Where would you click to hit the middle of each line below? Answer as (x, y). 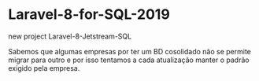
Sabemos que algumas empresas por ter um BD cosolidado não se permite (130, 51)
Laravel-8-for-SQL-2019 (89, 15)
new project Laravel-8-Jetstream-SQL (70, 36)
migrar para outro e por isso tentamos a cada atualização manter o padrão (129, 60)
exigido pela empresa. (44, 68)
